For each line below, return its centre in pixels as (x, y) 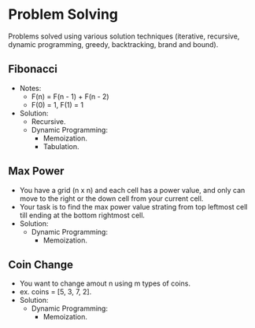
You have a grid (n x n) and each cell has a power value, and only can (132, 190)
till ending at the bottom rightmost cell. (82, 215)
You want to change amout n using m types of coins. (105, 283)
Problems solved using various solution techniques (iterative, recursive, (124, 36)
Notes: (30, 88)
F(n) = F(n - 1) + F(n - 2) (70, 97)
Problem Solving (63, 15)
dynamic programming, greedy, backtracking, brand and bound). (113, 44)
